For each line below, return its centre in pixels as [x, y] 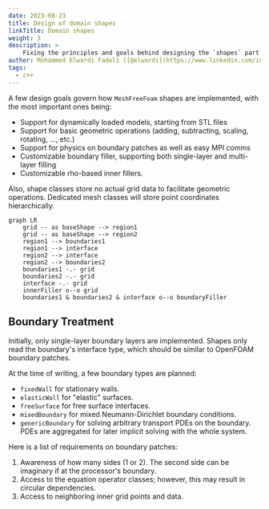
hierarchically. [31, 206]
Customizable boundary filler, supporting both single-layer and [123, 156]
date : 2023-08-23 [37, 16]
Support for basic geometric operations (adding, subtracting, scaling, [134, 130]
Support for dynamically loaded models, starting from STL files [124, 122]
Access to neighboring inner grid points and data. [102, 496]
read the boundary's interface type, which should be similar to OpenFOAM [131, 350]
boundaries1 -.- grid [58, 269]
